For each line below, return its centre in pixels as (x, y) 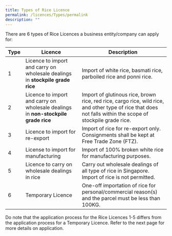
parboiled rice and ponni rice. (117, 77)
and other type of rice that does (120, 108)
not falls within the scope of (115, 114)
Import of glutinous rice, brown (119, 95)
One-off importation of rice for (119, 186)
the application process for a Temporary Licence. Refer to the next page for (85, 223)
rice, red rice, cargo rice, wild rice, (123, 101)
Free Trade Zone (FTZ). (110, 141)
